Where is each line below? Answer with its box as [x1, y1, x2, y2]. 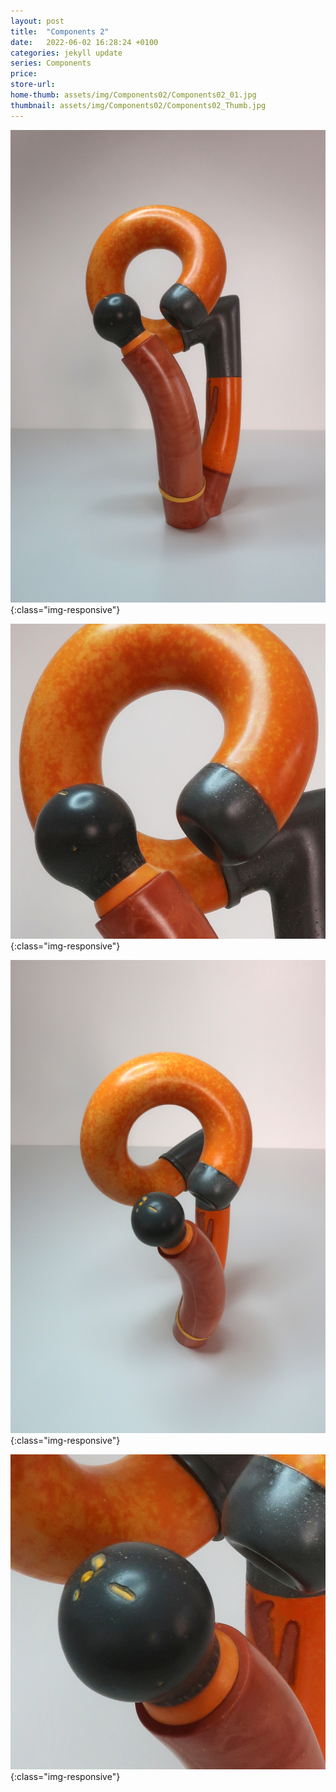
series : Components [10, 58, 92, 69]
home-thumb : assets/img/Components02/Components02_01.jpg [10, 90, 257, 100]
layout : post [10, 16, 65, 26]
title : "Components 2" [10, 26, 110, 37]
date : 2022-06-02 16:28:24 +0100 [10, 37, 159, 47]
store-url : [10, 80, 56, 90]
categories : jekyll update [10, 48, 123, 58]
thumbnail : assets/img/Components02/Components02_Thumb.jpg [10, 100, 267, 110]
